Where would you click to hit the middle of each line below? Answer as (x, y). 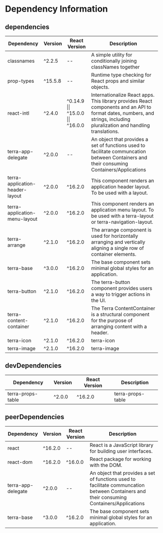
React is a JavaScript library (122, 445)
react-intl (18, 113)
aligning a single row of (117, 248)
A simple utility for (112, 55)
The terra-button (111, 282)
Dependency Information (57, 9)
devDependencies (33, 366)
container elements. (114, 254)
